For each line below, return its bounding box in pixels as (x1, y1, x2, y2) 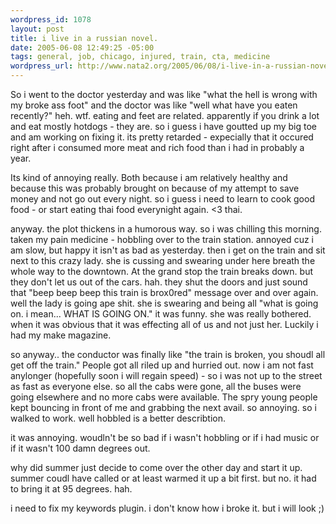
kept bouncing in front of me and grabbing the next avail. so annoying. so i (10, 402, 317, 413)
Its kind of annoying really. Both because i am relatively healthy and (10, 172, 288, 183)
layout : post (10, 24, 65, 34)
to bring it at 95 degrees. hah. (10, 483, 133, 495)
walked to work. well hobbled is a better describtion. (10, 412, 227, 424)
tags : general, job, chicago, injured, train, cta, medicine (10, 52, 271, 62)
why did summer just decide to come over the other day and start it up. (10, 462, 303, 473)
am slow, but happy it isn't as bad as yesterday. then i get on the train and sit (10, 244, 326, 256)
